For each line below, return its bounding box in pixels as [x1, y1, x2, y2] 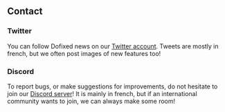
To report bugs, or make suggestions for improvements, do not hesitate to [7, 82, 218, 91]
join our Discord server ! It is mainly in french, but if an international [7, 89, 197, 97]
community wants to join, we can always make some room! [7, 97, 176, 105]
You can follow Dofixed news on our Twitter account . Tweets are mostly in [7, 41, 219, 50]
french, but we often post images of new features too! [7, 49, 161, 57]
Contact [7, 6, 43, 17]
